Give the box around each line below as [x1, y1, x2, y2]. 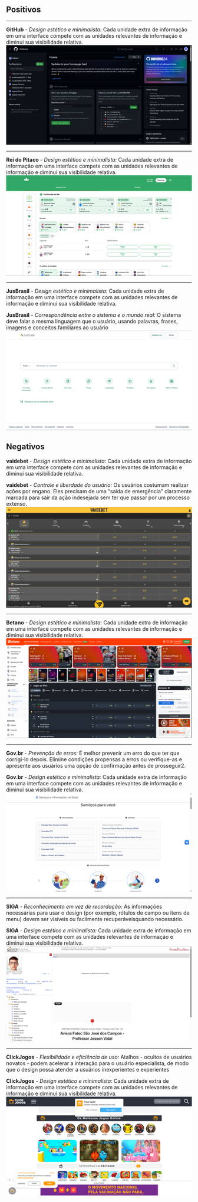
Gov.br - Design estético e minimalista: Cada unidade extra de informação [6, 773, 187, 781]
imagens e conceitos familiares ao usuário [6, 324, 109, 331]
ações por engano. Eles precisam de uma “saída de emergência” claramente [6, 487, 192, 494]
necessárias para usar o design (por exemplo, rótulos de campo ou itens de [6, 909, 190, 916]
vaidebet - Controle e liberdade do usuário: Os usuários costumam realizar [6, 481, 189, 489]
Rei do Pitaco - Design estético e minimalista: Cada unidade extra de [6, 156, 174, 163]
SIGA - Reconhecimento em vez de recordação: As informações [6, 903, 162, 910]
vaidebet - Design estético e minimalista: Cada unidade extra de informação [6, 457, 192, 464]
